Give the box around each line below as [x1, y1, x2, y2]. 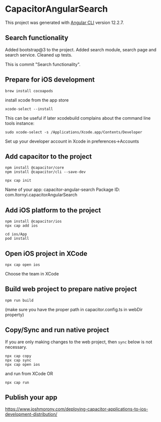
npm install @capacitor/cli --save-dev [5, 169, 86, 174]
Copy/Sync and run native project [5, 326, 109, 334]
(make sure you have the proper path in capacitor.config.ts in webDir [5, 306, 143, 312]
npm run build [5, 298, 34, 303]
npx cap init [5, 178, 32, 183]
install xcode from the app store [5, 97, 69, 103]
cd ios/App [5, 232, 27, 237]
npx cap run [5, 380, 29, 385]
